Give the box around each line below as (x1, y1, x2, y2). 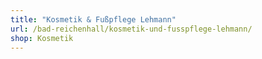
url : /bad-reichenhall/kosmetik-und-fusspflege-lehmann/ (10, 24, 253, 34)
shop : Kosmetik (10, 33, 74, 43)
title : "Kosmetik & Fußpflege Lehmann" (10, 14, 177, 25)
